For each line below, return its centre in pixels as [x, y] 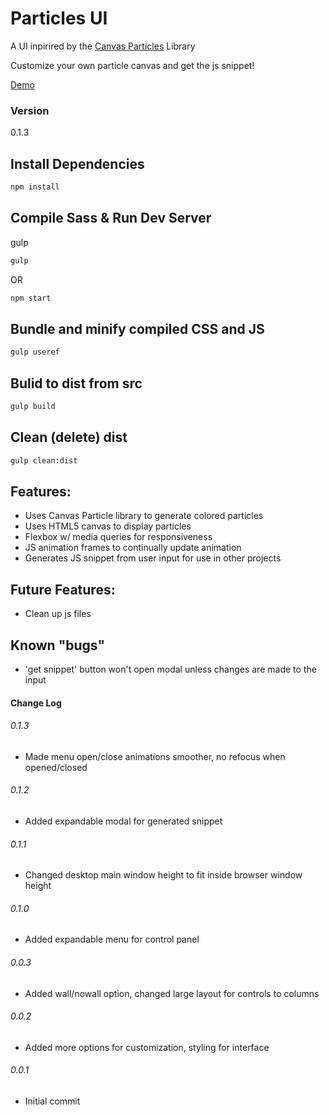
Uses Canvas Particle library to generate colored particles [144, 516]
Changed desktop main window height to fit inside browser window [163, 875]
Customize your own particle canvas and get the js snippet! [132, 65]
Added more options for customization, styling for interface [147, 1047]
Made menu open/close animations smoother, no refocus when [155, 756]
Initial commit [52, 1101]
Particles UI [59, 18]
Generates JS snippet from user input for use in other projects [153, 558]
